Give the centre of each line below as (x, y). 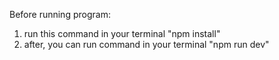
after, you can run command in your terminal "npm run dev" (146, 44)
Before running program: (60, 14)
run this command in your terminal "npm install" (122, 33)
